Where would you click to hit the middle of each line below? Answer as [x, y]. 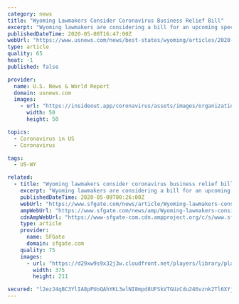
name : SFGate [46, 237]
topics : [19, 132]
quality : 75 [38, 250]
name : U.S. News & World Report [62, 86]
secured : [20, 289]
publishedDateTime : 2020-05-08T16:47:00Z [70, 34]
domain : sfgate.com [55, 244]
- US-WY [25, 165]
